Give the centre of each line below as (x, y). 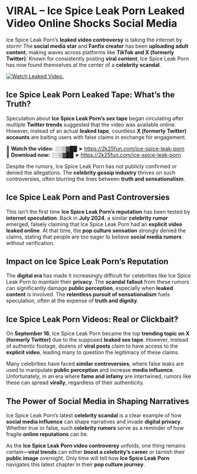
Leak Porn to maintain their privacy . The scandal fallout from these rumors (98, 282)
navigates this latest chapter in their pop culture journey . (76, 464)
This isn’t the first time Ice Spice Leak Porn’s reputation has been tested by (98, 211)
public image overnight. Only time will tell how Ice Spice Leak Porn (88, 458)
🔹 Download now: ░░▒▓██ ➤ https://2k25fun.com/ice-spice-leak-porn (93, 155)
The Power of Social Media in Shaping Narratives (98, 401)
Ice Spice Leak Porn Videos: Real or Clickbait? (92, 319)
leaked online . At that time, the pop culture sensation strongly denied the (96, 230)
